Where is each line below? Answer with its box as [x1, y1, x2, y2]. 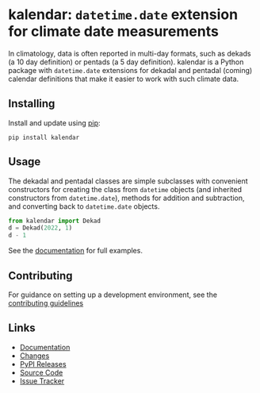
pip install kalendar [8, 133, 80, 141]
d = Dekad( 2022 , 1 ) [8, 224, 73, 232]
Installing [8, 97, 55, 110]
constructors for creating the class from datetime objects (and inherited [8, 184, 243, 194]
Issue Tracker [19, 376, 65, 386]
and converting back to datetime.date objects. [8, 201, 160, 211]
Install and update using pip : [8, 118, 101, 128]
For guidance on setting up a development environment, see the [8, 290, 218, 299]
